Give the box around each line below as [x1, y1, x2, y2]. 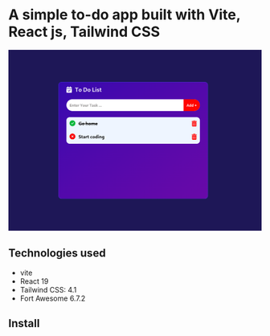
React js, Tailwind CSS [8, 23, 161, 41]
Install [8, 316, 40, 330]
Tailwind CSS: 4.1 [19, 285, 77, 294]
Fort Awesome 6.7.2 [19, 293, 86, 303]
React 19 [19, 276, 49, 286]
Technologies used [8, 247, 106, 260]
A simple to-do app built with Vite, [8, 6, 241, 24]
